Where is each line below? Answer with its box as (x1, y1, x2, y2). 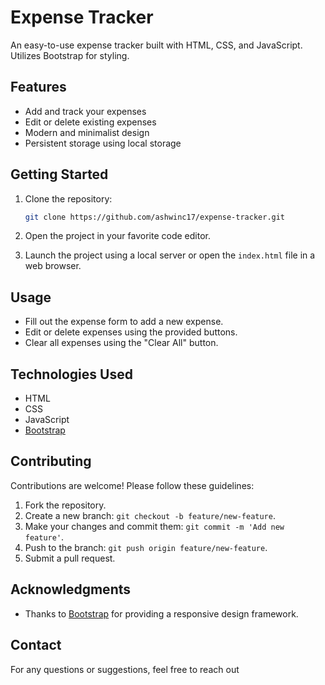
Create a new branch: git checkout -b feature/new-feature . (24, 509, 276, 521)
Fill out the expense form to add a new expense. (24, 316, 224, 328)
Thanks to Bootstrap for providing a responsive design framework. (24, 607, 299, 620)
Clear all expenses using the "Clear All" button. (24, 337, 219, 349)
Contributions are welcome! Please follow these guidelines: (10, 479, 255, 491)
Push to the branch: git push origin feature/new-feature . (24, 541, 268, 553)
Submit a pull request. (24, 552, 116, 564)
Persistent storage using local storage (24, 137, 182, 149)
